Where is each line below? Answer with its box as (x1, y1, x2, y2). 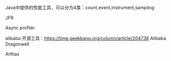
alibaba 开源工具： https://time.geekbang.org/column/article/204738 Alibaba (5, 35, 166, 41)
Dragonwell (5, 41, 30, 47)
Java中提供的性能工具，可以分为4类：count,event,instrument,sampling (5, 5, 155, 10)
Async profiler (5, 25, 35, 31)
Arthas (5, 51, 19, 57)
